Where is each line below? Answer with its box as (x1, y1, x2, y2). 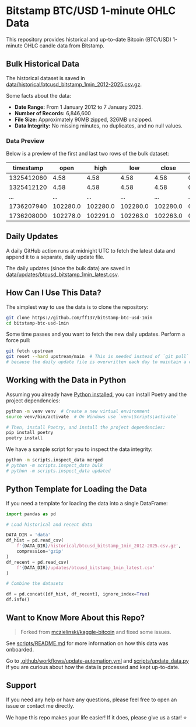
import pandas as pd (6, 511, 57, 517)
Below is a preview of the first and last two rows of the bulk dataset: (6, 150, 169, 157)
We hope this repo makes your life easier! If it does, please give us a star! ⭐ (6, 714, 187, 721)
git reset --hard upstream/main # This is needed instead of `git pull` (6, 354, 190, 360)
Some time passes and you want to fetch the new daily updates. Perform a (6, 330, 185, 337)
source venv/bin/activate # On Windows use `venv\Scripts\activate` (6, 414, 179, 419)
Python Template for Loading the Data (6, 484, 147, 494)
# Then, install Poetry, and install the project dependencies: (6, 424, 166, 430)
